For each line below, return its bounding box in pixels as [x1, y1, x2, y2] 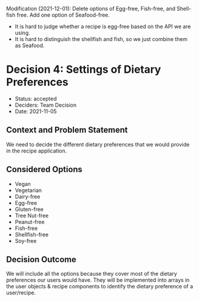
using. [14, 29, 30, 36]
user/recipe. [6, 289, 36, 297]
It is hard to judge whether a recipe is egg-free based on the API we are [14, 23, 191, 30]
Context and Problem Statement [6, 125, 128, 135]
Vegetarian [14, 186, 42, 194]
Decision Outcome [6, 254, 76, 264]
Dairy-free [14, 193, 41, 200]
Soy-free [14, 237, 37, 244]
